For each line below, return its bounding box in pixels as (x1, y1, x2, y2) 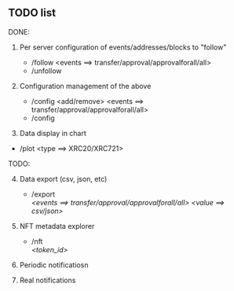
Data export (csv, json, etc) (19, 174, 108, 183)
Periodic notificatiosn (19, 260, 89, 270)
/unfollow (31, 66, 62, 76)
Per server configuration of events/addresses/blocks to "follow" (19, 42, 227, 52)
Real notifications (19, 275, 76, 285)
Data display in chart (19, 128, 86, 138)
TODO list (8, 6, 57, 20)
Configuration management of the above (19, 81, 152, 90)
